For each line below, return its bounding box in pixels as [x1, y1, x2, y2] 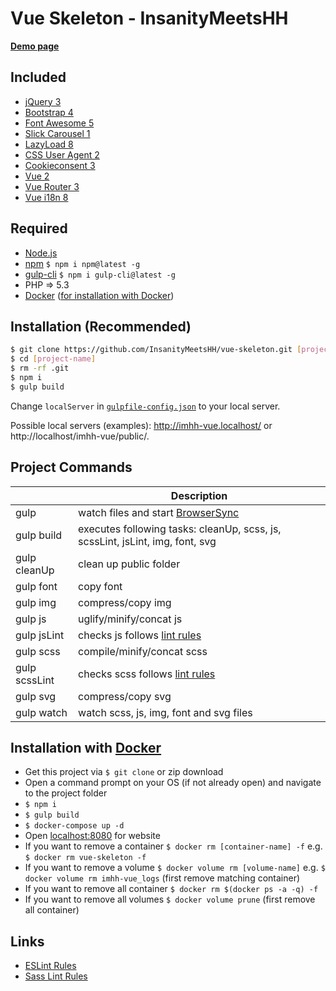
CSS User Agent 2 [24, 148, 100, 161]
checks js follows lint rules [78, 628, 202, 642]
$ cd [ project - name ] [10, 354, 97, 364]
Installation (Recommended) [10, 318, 192, 335]
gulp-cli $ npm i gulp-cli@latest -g [24, 268, 176, 280]
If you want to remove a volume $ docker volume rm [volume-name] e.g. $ [24, 862, 326, 874]
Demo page [10, 40, 60, 52]
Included [10, 69, 67, 86]
